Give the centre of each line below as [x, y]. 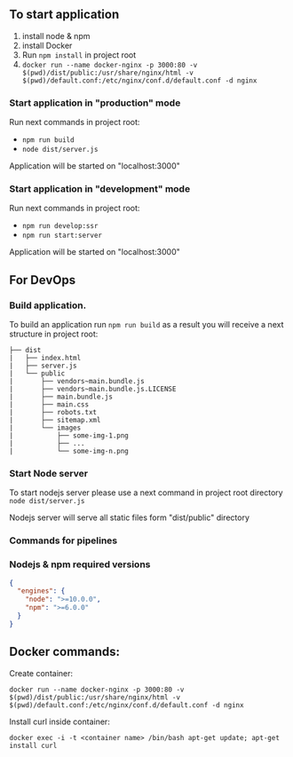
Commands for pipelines [63, 540]
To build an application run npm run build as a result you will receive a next [146, 325]
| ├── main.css [49, 405]
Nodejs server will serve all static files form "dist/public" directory [130, 517]
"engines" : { [41, 591]
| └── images [45, 428]
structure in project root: [54, 334]
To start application [64, 15]
